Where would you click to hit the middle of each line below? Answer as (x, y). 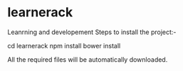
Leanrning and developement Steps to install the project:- (92, 32)
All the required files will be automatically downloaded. (88, 59)
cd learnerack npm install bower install (64, 45)
